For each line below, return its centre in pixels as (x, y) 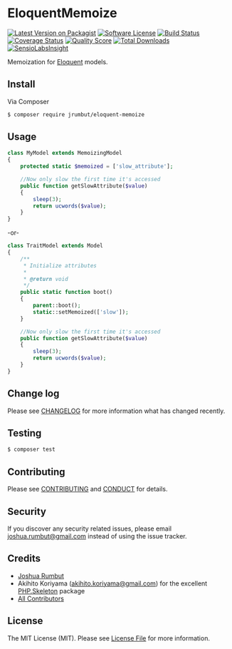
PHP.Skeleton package (51, 591)
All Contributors (41, 598)
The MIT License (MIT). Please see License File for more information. (109, 638)
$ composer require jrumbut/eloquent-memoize (76, 114)
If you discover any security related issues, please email (90, 528)
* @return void (46, 279)
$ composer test (31, 450)
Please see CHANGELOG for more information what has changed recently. (116, 411)
